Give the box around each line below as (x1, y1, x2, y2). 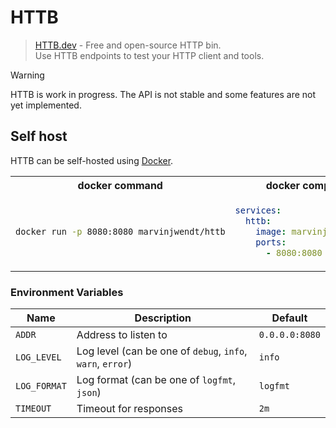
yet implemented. (10, 99, 82, 111)
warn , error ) (76, 356, 133, 370)
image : (255, 226, 287, 237)
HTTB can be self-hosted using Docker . (10, 154, 174, 166)
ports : (255, 236, 287, 248)
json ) (76, 385, 102, 399)
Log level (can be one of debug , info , (76, 344, 248, 358)
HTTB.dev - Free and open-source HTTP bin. (34, 39, 222, 51)
